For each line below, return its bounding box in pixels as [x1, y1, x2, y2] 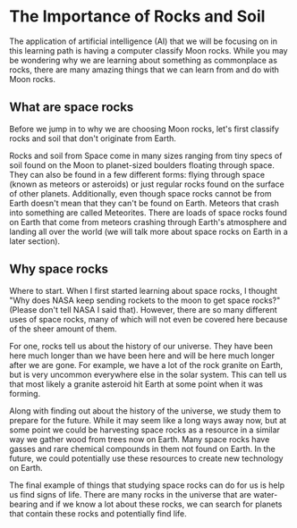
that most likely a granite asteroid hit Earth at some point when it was [9, 378, 264, 390]
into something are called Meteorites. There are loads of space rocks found [9, 207, 288, 218]
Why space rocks [9, 262, 109, 277]
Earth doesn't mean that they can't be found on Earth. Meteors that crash [9, 197, 280, 208]
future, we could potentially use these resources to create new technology [9, 453, 284, 464]
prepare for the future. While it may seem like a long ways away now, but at [9, 415, 287, 425]
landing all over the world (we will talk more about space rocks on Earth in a [9, 226, 288, 237]
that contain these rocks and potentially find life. [9, 507, 188, 519]
